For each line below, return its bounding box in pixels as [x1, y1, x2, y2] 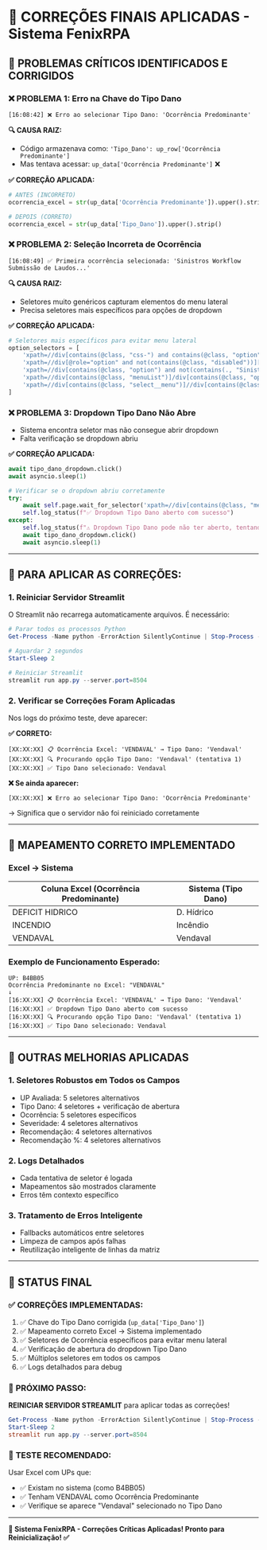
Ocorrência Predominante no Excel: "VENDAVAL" [8, 981, 165, 989]
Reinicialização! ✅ [8, 1532, 70, 1543]
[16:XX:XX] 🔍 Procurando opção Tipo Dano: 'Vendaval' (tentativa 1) [8, 1013, 242, 1021]
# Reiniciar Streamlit [8, 668, 83, 676]
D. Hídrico [176, 906, 214, 917]
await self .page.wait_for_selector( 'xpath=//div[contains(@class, [22, 501, 247, 509]
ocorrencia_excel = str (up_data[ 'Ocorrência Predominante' [8, 198, 208, 206]
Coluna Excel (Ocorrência [41, 883, 141, 894]
